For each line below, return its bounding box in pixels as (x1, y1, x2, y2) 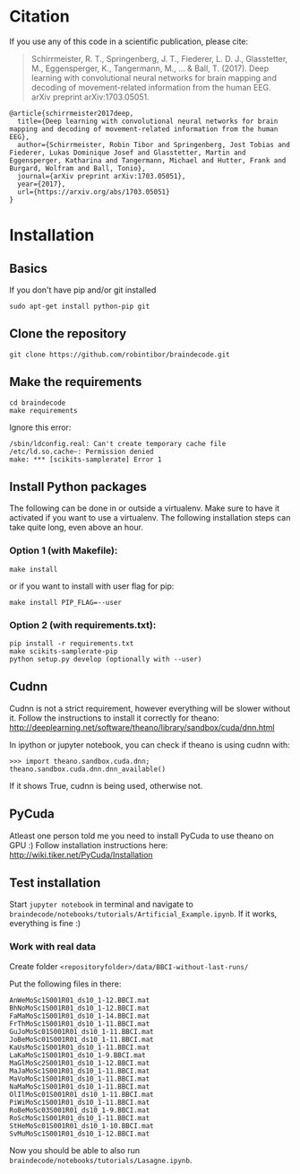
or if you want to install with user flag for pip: (9, 581, 175, 591)
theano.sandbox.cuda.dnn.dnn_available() (9, 765, 167, 774)
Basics (9, 260, 47, 276)
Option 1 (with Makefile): (9, 545, 118, 557)
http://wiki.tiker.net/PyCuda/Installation (9, 849, 154, 860)
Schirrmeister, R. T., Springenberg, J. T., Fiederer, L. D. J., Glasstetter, (30, 53, 288, 64)
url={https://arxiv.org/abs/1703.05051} (17, 187, 170, 197)
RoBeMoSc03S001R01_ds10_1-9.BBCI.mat (9, 1106, 150, 1115)
